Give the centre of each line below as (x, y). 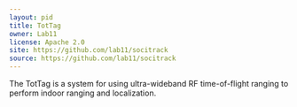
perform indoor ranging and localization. (83, 93)
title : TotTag (35, 26)
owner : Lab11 (33, 34)
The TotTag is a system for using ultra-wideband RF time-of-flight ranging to (149, 84)
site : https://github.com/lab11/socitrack (89, 50)
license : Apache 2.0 (47, 42)
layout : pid (31, 17)
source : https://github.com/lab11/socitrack (93, 58)
